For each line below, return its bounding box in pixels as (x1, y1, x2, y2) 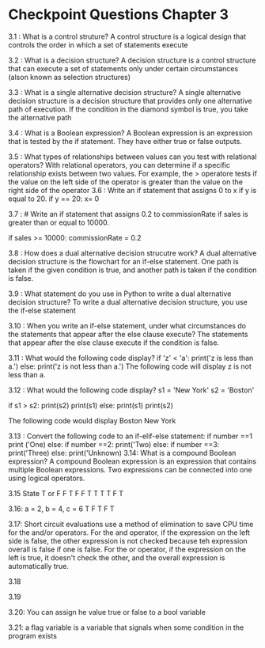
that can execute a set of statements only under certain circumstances (8, 63, 239, 73)
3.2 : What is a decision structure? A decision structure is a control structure (8, 55, 256, 65)
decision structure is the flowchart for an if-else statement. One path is (8, 256, 239, 266)
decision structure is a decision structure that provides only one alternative (8, 96, 252, 105)
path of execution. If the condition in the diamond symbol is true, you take (8, 104, 249, 114)
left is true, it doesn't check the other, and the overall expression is (8, 552, 225, 563)
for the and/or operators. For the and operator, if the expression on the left (8, 528, 251, 537)
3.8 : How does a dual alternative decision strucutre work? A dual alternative (8, 248, 257, 258)
